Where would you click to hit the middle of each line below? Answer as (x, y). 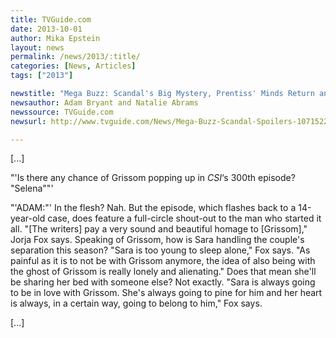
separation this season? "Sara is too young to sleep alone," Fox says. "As (160, 250)
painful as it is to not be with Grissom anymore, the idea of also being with (163, 261)
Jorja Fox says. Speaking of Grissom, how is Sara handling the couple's (157, 240)
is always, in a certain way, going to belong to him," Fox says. (136, 303)
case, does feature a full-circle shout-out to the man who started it (184, 218)
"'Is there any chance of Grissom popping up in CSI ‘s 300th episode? (153, 178)
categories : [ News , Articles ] (73, 66)
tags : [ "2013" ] (42, 76)
